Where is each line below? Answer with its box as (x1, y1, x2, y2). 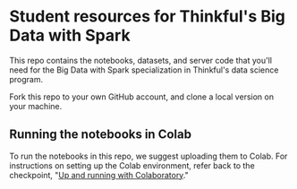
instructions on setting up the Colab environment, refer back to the (9, 159, 255, 171)
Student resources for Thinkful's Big (9, 6, 286, 27)
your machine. (9, 100, 63, 111)
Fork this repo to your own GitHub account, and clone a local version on (9, 91, 275, 102)
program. (9, 73, 44, 84)
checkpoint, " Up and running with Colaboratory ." (9, 169, 190, 180)
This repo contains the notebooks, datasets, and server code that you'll (9, 55, 273, 65)
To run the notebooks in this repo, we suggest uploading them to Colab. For (9, 150, 288, 161)
